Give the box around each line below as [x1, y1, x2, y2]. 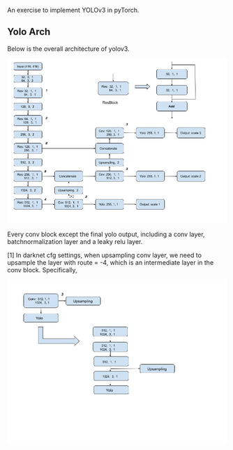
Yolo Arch [7, 26, 51, 38]
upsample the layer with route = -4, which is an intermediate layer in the [7, 258, 214, 267]
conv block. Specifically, [7, 265, 78, 274]
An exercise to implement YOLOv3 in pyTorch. [7, 6, 140, 14]
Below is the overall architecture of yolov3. [7, 45, 130, 53]
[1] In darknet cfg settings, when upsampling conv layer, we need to [7, 251, 202, 259]
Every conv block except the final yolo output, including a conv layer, [7, 230, 205, 238]
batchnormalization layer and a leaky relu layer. [7, 237, 143, 246]
